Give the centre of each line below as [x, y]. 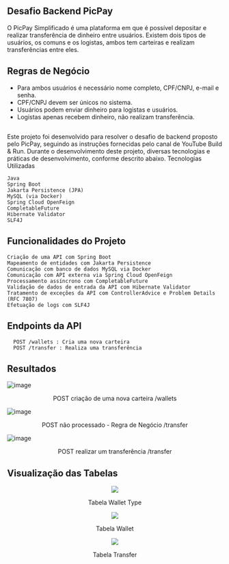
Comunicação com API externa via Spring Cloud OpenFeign [90, 275]
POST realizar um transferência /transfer [115, 452]
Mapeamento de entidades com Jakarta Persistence [79, 263]
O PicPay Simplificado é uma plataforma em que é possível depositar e [107, 27]
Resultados [32, 369]
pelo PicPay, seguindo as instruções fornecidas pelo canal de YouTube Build [114, 144]
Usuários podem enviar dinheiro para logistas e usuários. [97, 110]
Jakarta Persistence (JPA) [45, 191]
